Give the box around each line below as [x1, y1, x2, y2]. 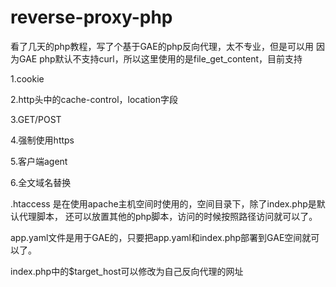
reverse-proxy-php [10, 6, 173, 29]
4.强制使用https [10, 134, 75, 146]
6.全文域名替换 [10, 176, 72, 188]
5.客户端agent [10, 155, 68, 167]
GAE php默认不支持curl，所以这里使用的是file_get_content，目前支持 [18, 52, 303, 65]
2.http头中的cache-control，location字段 [10, 93, 178, 105]
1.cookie [10, 72, 45, 85]
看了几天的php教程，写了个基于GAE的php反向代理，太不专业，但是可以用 [10, 40, 315, 52]
